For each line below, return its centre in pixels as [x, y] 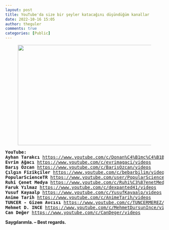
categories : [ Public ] [28, 33]
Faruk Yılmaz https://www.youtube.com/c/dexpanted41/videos [81, 187]
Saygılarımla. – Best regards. [36, 222]
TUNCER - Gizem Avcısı [33, 203]
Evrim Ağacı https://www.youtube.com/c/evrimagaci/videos [78, 162]
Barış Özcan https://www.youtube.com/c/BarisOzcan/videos [78, 167]
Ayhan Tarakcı [23, 157]
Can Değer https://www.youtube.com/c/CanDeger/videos [73, 213]
